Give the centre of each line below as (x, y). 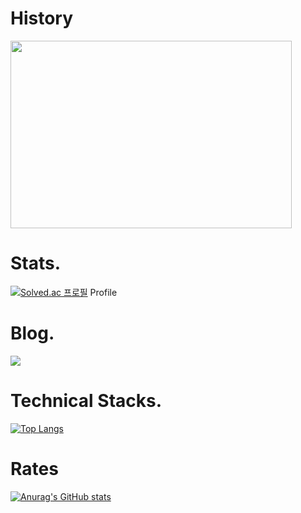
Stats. (36, 263)
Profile (103, 292)
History (42, 18)
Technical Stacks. (86, 401)
